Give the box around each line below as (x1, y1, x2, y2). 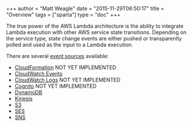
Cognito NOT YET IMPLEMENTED (14, 83, 97, 90)
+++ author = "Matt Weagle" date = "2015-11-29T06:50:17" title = (6, 5, 165, 12)
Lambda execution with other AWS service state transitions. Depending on (6, 29, 187, 36)
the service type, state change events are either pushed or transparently (6, 35, 182, 42)
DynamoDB (14, 89, 42, 96)
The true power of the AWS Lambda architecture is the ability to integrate (6, 23, 184, 29)
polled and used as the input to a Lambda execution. (6, 41, 134, 48)
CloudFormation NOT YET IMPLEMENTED (14, 64, 117, 71)
